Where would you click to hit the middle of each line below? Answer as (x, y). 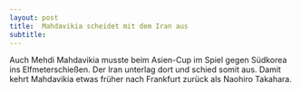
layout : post (34, 18)
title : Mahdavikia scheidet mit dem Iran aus (99, 26)
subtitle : (28, 34)
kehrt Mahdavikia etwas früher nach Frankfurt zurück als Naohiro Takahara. (151, 79)
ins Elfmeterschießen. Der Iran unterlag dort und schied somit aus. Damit (145, 69)
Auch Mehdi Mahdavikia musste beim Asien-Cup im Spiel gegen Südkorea (148, 60)
